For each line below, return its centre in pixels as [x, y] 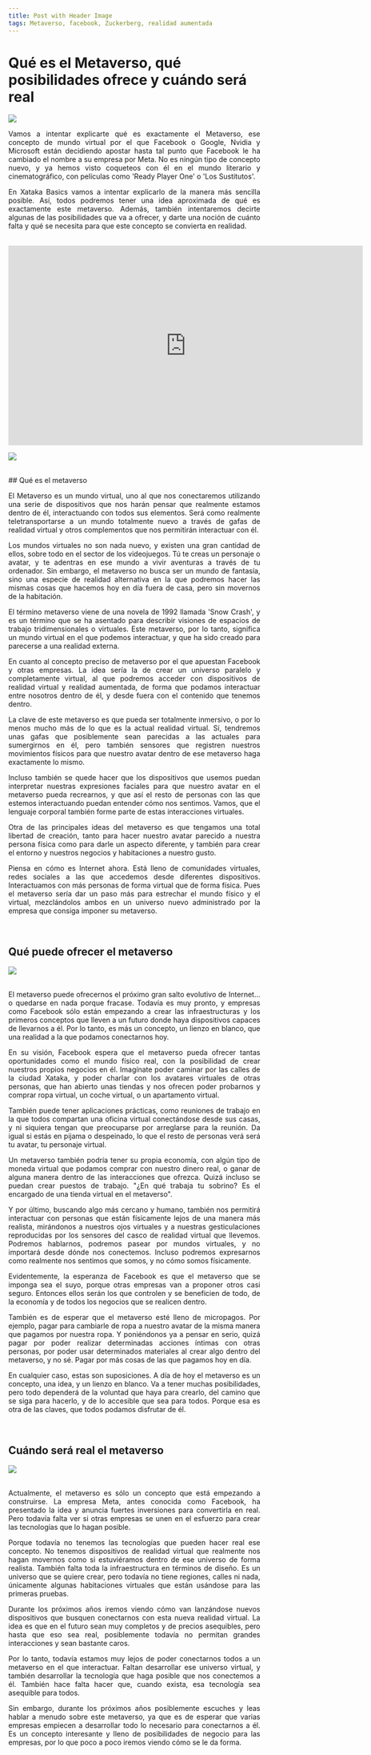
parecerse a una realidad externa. [64, 646]
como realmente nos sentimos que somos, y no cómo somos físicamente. [130, 1261]
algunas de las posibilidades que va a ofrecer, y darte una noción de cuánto [134, 218]
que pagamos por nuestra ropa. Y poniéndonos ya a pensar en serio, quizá [134, 1334]
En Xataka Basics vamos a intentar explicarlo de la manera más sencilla [134, 192]
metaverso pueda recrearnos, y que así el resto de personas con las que [134, 795]
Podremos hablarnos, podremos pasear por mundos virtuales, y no [134, 1244]
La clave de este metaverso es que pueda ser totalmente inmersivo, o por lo [134, 720]
